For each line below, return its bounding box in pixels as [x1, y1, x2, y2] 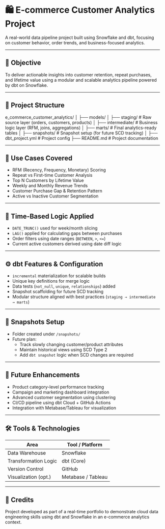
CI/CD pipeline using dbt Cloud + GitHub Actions [12, 399, 111, 405]
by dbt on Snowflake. [5, 82, 48, 88]
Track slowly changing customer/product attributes [19, 341, 124, 347]
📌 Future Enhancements [5, 371, 80, 379]
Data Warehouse [7, 450, 46, 457]
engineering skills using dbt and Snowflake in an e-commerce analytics [5, 514, 150, 520]
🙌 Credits [5, 496, 34, 504]
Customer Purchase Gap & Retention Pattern [12, 188, 102, 194]
